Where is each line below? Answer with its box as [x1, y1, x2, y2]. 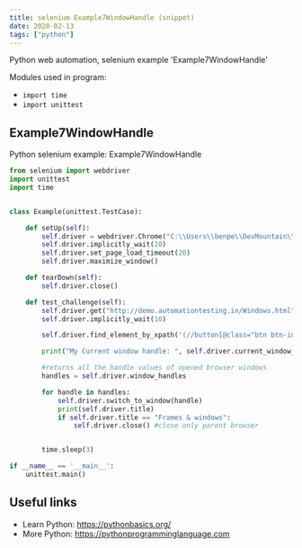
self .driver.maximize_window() [41, 257, 159, 266]
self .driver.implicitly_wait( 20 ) [41, 240, 167, 249]
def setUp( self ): [25, 223, 91, 232]
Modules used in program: [9, 72, 107, 83]
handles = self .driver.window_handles [41, 372, 187, 381]
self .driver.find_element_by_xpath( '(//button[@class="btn [41, 330, 268, 340]
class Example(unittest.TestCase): [9, 207, 143, 216]
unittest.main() [25, 470, 87, 480]
